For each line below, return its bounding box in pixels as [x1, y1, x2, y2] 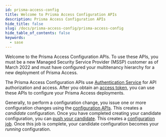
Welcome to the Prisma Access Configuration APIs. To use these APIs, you [5, 53, 159, 59]
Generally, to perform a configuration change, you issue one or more [5, 99, 146, 105]
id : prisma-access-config [5, 7, 59, 12]
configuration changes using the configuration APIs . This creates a [5, 104, 143, 110]
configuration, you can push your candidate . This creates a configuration [5, 115, 156, 121]
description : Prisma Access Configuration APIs [5, 16, 106, 21]
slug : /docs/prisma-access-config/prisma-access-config [5, 26, 124, 31]
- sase [9, 40, 23, 45]
